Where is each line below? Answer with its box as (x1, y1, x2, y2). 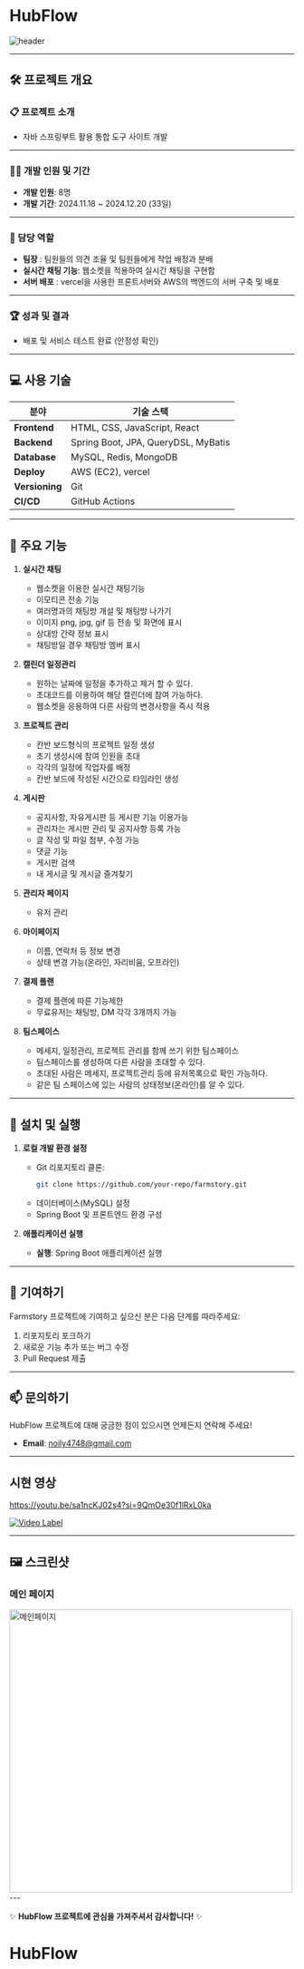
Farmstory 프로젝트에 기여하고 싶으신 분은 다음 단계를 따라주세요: (9, 1311, 241, 1322)
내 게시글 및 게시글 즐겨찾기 (35, 868, 133, 879)
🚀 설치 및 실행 (9, 1117, 81, 1132)
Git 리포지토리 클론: (35, 1161, 106, 1172)
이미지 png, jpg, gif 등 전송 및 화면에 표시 (35, 617, 183, 628)
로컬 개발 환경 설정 (22, 1142, 88, 1153)
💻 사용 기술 (9, 373, 71, 388)
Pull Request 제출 (22, 1353, 87, 1363)
